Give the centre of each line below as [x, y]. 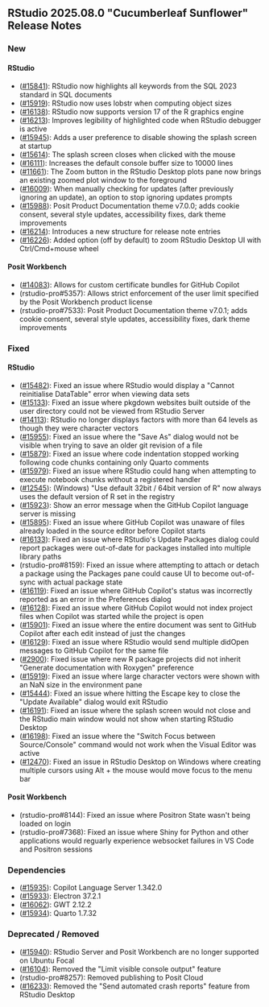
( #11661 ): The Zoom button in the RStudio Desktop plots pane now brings [140, 171]
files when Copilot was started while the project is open [112, 616]
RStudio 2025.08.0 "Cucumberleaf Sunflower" [128, 13]
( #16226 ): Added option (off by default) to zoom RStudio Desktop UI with [140, 240]
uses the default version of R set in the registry [97, 496]
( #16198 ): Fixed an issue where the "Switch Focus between [117, 736]
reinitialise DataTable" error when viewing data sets [104, 394]
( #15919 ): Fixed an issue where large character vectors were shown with [139, 676]
